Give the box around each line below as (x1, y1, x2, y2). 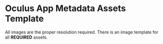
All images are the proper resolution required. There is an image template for (5, 29, 159, 35)
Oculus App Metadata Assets (5, 3, 126, 14)
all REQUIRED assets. (5, 34, 48, 40)
